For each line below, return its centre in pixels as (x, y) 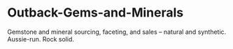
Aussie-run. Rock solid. (41, 39)
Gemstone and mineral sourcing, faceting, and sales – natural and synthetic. (117, 32)
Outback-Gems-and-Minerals (96, 13)
